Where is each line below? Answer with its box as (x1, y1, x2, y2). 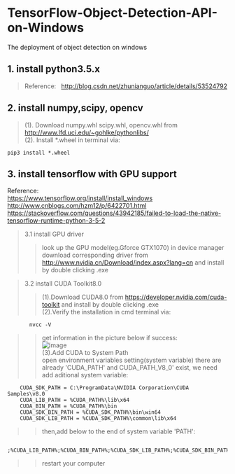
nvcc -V (29, 321, 52, 328)
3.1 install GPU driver (24, 230, 85, 239)
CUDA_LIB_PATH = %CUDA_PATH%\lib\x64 (20, 397, 130, 404)
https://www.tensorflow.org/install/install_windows (7, 194, 153, 202)
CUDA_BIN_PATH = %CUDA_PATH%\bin (20, 403, 117, 410)
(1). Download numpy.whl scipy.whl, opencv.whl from (24, 120, 178, 129)
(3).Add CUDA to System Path (41, 349, 129, 357)
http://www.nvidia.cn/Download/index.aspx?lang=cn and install (41, 258, 225, 267)
